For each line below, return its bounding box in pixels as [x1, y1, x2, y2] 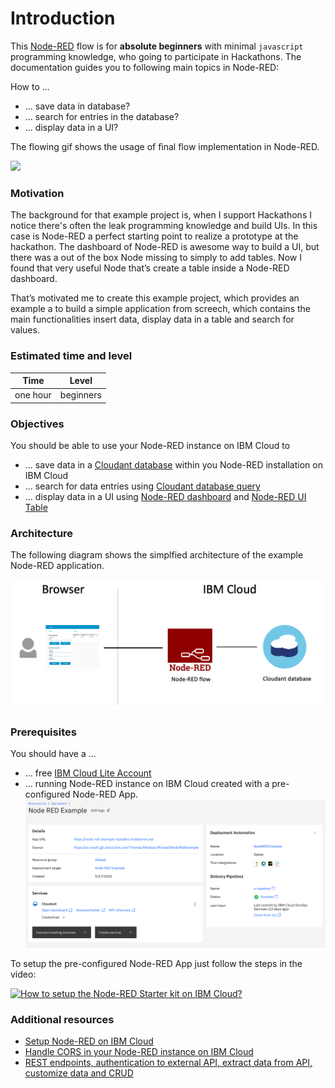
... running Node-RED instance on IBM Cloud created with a [24, 777, 270, 789]
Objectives [10, 417, 65, 431]
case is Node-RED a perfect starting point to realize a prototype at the [10, 230, 299, 242]
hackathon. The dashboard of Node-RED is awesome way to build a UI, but [10, 241, 320, 253]
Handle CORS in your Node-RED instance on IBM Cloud [24, 1045, 254, 1057]
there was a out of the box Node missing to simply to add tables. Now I [10, 252, 302, 264]
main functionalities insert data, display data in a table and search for [10, 313, 295, 326]
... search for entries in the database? [24, 110, 180, 122]
